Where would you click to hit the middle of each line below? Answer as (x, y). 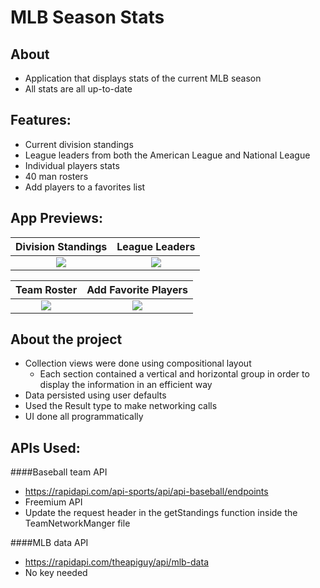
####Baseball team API (59, 472)
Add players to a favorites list (85, 187)
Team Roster (46, 289)
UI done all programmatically (84, 417)
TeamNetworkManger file (77, 523)
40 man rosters (56, 176)
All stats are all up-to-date (78, 89)
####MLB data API (49, 543)
